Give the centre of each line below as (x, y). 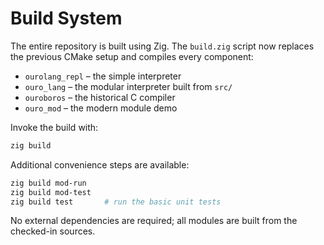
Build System (66, 18)
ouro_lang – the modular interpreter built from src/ (128, 86)
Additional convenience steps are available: (100, 164)
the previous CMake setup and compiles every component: (132, 56)
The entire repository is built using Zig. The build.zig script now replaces (162, 46)
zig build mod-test (51, 192)
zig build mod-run (48, 183)
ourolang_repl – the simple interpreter (103, 76)
